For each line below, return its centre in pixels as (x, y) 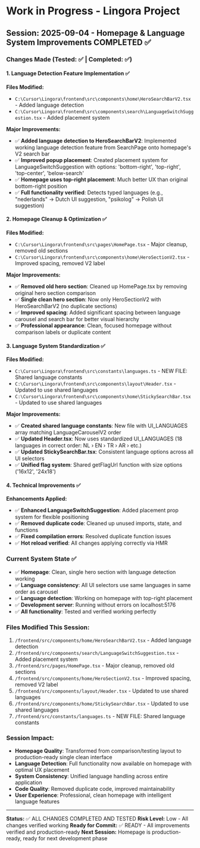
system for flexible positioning (52, 517)
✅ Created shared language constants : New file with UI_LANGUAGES (101, 426)
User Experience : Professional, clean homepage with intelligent (93, 795)
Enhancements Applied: (37, 499)
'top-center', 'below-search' (49, 173)
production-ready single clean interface (63, 757)
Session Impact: (30, 738)
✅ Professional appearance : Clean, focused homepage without (93, 325)
